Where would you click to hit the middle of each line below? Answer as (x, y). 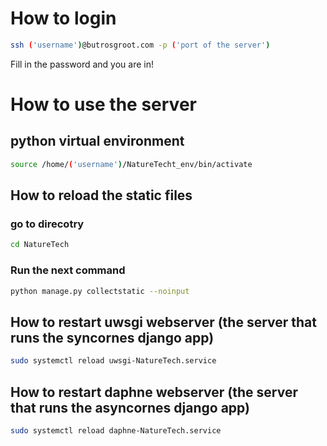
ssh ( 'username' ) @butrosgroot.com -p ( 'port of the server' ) (140, 45)
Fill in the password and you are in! (82, 64)
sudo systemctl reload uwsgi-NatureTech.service (113, 361)
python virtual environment (97, 141)
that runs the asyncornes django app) (130, 407)
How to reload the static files (101, 195)
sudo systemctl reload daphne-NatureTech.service (116, 430)
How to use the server (103, 104)
